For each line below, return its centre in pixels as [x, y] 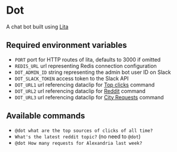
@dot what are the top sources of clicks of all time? [84, 131]
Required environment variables [67, 45]
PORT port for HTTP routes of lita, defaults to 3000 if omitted [88, 59]
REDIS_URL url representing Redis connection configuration [86, 66]
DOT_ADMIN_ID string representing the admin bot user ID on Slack [93, 72]
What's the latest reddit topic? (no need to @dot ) [78, 136]
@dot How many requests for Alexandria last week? [78, 143]
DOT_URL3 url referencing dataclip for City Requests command [89, 97]
